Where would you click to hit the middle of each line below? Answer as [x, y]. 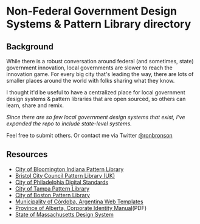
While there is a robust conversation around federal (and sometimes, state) [100, 61]
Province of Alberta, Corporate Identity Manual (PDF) [81, 208]
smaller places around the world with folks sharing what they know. [91, 81]
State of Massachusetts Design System [64, 214]
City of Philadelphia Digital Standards [62, 182]
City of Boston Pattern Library [52, 195]
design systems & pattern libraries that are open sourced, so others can [96, 99]
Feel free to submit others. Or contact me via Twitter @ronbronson [90, 135]
